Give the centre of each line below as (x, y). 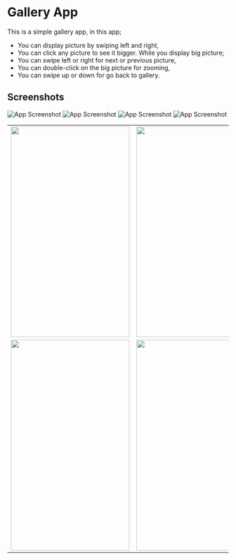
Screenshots (36, 97)
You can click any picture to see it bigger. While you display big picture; (121, 53)
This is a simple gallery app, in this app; (64, 32)
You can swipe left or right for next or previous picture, (97, 60)
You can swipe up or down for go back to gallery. (88, 75)
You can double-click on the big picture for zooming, (94, 67)
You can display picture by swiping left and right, (88, 45)
